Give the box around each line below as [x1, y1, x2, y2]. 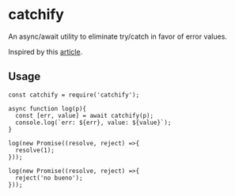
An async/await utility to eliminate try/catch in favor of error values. [8, 32, 228, 41]
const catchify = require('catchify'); [8, 91, 140, 99]
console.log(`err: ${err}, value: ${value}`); [15, 119, 172, 126]
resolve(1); [15, 146, 55, 154]
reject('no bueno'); [15, 174, 83, 182]
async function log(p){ [8, 104, 87, 112]
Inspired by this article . [8, 47, 83, 56]
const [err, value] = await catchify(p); [15, 111, 154, 119]
